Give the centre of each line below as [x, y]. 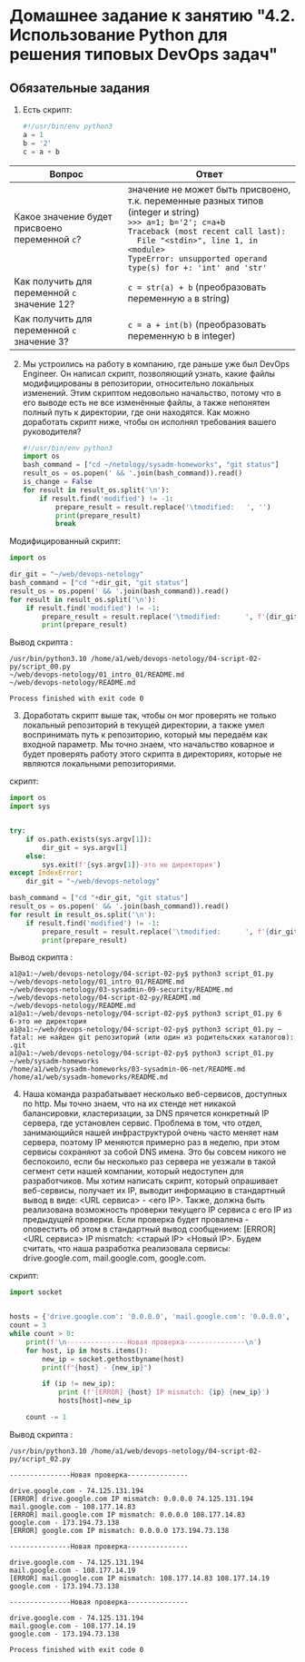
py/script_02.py [40, 1459]
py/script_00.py [40, 667]
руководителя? [52, 431]
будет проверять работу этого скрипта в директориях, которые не [152, 754]
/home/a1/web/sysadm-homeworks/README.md [89, 1077]
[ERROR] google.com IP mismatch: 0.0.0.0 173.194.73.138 [119, 1530]
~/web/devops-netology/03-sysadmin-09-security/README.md [121, 990]
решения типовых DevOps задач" [144, 54]
